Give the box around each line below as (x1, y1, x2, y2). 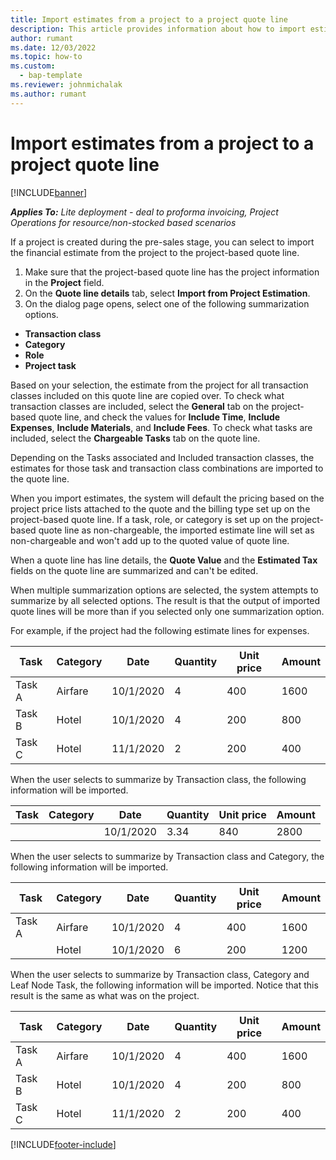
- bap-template (19, 71, 83, 81)
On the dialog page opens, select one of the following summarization (24, 297, 310, 310)
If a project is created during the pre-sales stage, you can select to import (10, 236, 315, 248)
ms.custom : (10, 61, 56, 71)
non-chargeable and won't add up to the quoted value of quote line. (10, 534, 290, 546)
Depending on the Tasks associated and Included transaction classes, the (10, 451, 315, 463)
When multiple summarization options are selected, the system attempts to (10, 584, 319, 596)
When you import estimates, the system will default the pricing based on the (10, 492, 325, 504)
